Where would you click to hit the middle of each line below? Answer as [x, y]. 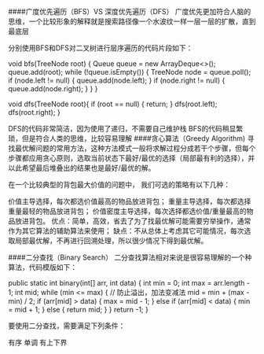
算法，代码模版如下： [42, 267]
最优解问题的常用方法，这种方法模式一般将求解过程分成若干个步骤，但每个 [135, 148]
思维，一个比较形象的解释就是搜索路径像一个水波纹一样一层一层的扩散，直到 [132, 21]
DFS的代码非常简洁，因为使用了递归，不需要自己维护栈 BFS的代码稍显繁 [126, 129]
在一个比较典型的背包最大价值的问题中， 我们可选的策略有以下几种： [119, 184]
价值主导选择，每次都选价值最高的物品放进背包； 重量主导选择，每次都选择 [130, 201]
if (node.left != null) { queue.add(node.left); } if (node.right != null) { [117, 80]
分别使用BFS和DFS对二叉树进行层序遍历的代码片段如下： [101, 48]
